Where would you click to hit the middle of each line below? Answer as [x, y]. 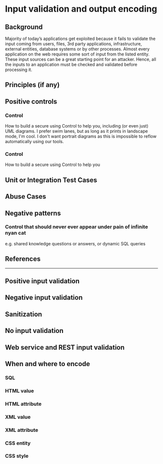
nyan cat [16, 233]
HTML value [20, 390]
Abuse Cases [25, 196]
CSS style [17, 456]
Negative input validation [44, 298]
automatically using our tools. [34, 142]
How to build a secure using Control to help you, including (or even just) [77, 126]
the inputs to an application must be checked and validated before [71, 65]
